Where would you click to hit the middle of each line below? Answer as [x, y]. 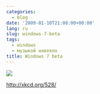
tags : [13, 40]
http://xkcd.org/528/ [31, 84]
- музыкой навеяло [35, 51]
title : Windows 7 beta [34, 56]
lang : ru [17, 28]
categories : [21, 12]
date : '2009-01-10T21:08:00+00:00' [51, 23]
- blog [20, 17]
